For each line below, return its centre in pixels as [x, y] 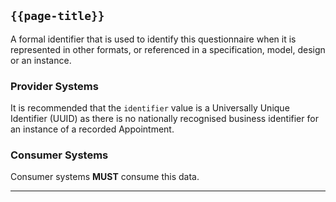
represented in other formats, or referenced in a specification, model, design [168, 49]
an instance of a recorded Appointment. [92, 129]
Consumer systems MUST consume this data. [105, 177]
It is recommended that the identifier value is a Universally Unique [150, 108]
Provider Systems [54, 86]
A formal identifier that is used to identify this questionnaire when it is [153, 39]
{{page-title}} [57, 16]
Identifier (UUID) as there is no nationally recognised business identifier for [164, 119]
